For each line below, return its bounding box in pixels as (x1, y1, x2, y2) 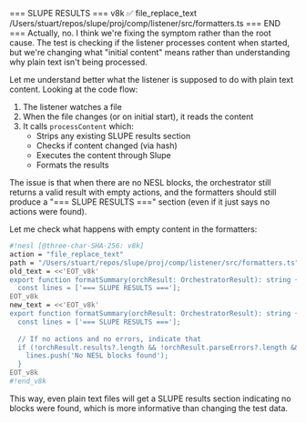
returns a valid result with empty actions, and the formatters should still (9, 186, 277, 197)
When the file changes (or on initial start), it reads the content (22, 111, 254, 122)
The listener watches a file (22, 102, 123, 112)
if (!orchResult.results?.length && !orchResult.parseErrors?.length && (17, 343, 300, 352)
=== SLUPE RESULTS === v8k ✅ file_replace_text (9, 8, 198, 18)
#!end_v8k (9, 377, 47, 386)
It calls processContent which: (22, 121, 134, 131)
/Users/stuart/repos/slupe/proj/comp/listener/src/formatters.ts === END (9, 18, 280, 28)
